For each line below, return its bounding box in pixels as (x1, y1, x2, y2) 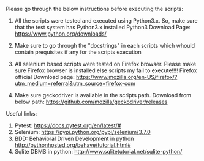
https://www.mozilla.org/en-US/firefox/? (75, 73, 178, 80)
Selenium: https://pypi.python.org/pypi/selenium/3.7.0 (14, 129, 151, 135)
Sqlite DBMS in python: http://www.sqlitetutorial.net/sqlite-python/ (14, 148, 183, 155)
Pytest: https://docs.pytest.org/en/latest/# (14, 122, 121, 129)
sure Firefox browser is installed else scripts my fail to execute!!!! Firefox (14, 67, 197, 74)
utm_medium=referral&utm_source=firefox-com (14, 80, 136, 87)
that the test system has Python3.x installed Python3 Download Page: (14, 24, 191, 31)
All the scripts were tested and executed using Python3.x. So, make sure (14, 17, 198, 24)
